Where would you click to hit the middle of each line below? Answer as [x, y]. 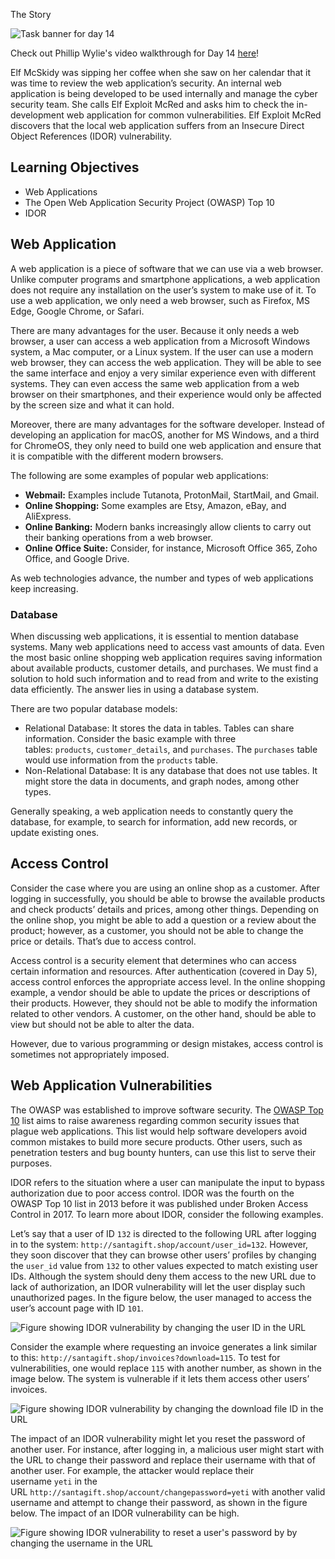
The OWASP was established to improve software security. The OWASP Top [167, 1110]
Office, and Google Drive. [77, 558]
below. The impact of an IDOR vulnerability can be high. [125, 1513]
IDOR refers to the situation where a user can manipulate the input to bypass [167, 1182]
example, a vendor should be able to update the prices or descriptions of [160, 992]
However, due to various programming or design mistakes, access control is [167, 1043]
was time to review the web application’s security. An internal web [146, 83]
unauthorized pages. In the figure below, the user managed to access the [161, 1297]
